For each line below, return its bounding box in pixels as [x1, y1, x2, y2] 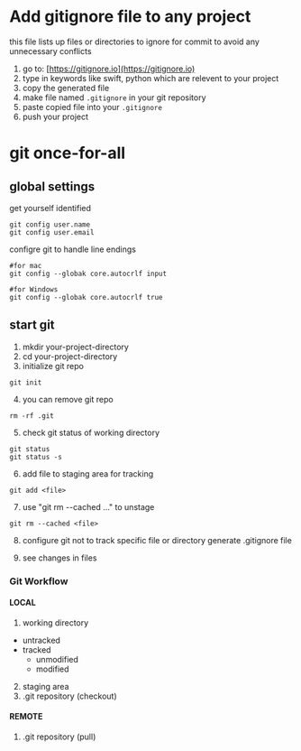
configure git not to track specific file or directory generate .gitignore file [22, 534, 293, 545]
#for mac [9, 261, 42, 270]
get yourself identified [9, 202, 92, 213]
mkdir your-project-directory [22, 341, 129, 352]
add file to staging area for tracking [22, 468, 154, 479]
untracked [22, 635, 61, 645]
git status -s [9, 452, 63, 461]
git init [9, 377, 42, 387]
